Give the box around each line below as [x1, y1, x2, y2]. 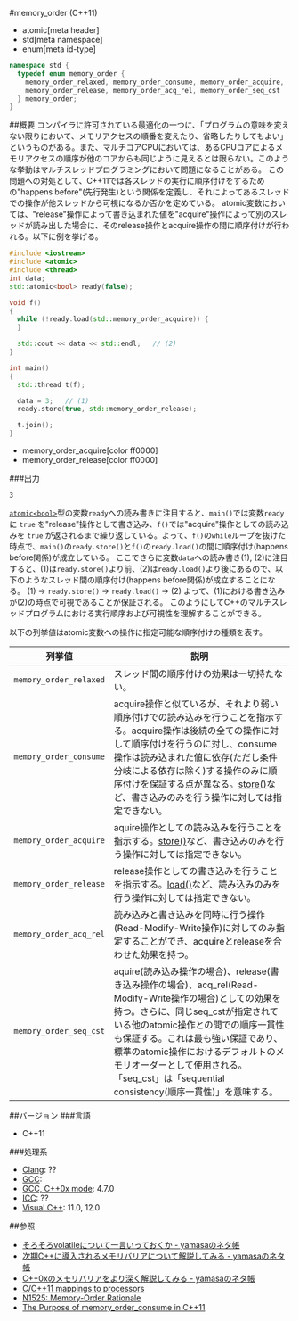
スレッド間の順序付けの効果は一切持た [113, 668, 274, 680]
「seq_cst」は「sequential [113, 1072, 225, 1085]
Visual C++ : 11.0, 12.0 [21, 1202, 101, 1212]
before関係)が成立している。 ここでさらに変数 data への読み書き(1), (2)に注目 [9, 552, 289, 563]
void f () [9, 298, 42, 307]
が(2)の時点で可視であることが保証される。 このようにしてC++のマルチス [9, 597, 279, 607]
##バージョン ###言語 [9, 1110, 91, 1120]
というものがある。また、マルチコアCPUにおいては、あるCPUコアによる [9, 142, 276, 153]
